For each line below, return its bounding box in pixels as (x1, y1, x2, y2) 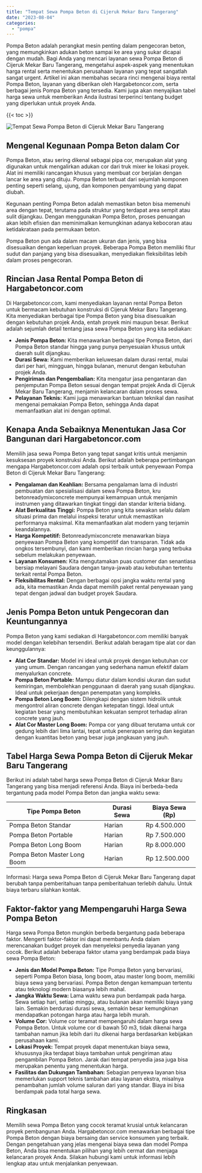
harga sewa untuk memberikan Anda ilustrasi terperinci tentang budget (6, 93, 183, 101)
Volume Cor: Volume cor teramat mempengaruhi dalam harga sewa (14, 1018, 183, 1025)
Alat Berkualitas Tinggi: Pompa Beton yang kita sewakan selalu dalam (14, 506, 191, 514)
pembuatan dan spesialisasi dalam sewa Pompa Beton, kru (14, 487, 161, 494)
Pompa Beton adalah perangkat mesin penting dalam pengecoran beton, (6, 42, 186, 49)
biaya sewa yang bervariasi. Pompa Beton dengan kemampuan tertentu (14, 979, 192, 986)
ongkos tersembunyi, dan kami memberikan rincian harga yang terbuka (14, 544, 192, 552)
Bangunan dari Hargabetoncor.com (6, 434, 141, 444)
